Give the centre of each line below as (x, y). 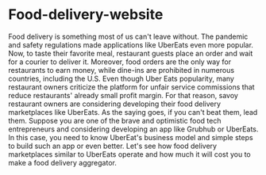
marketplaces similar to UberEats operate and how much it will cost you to (130, 154)
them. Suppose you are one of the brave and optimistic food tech (115, 120)
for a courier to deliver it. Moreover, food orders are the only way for (120, 62)
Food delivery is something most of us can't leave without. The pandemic (128, 36)
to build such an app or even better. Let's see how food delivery (112, 146)
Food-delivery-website (86, 15)
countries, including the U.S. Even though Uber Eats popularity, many (121, 78)
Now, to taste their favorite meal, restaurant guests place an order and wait (131, 53)
